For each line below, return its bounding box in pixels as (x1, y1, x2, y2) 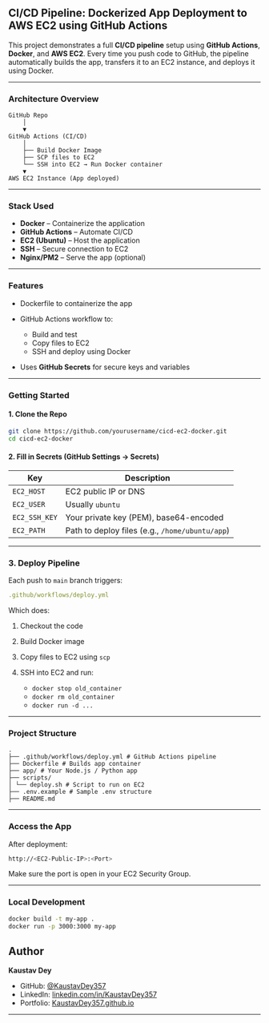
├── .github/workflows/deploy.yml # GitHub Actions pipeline (8, 753, 217, 761)
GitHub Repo (8, 111, 48, 119)
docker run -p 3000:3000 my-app (8, 922, 116, 930)
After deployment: (8, 839, 68, 848)
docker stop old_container (31, 684, 122, 692)
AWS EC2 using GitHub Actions (8, 19, 168, 33)
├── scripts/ (8, 774, 52, 782)
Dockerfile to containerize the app (19, 298, 133, 308)
